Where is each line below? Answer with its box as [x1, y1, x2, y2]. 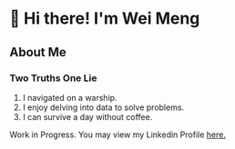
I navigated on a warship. [22, 92, 117, 103]
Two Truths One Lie [9, 72, 97, 84]
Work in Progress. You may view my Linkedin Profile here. [9, 129, 226, 140]
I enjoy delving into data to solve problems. [22, 102, 185, 113]
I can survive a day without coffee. [22, 111, 153, 122]
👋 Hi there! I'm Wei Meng [9, 8, 200, 29]
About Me [9, 45, 66, 60]
